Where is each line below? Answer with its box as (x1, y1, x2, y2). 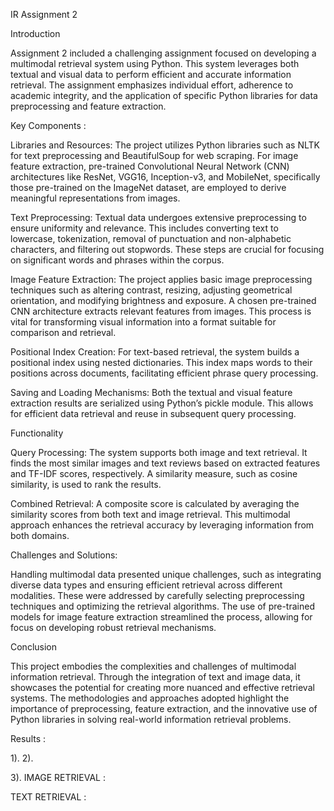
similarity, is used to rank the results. (10, 479, 162, 490)
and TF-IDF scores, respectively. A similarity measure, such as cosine (10, 468, 298, 479)
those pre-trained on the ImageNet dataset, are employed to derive (10, 182, 287, 193)
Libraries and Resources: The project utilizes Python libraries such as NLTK (10, 139, 320, 151)
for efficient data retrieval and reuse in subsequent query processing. (10, 408, 297, 419)
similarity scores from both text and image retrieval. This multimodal (10, 509, 291, 520)
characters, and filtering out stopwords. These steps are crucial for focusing (10, 244, 325, 255)
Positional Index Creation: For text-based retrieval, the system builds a (10, 346, 300, 358)
